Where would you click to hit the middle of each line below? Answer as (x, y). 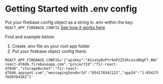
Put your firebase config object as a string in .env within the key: (69, 22)
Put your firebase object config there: (49, 51)
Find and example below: (30, 37)
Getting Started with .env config (71, 9)
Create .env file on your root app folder (51, 46)
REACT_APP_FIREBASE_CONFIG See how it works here (55, 27)
